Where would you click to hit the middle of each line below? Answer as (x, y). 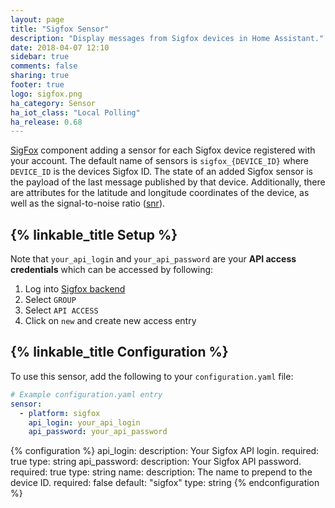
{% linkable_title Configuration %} (119, 352)
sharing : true (40, 76)
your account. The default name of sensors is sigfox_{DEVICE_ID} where (160, 161)
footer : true (37, 85)
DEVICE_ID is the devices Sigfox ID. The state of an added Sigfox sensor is (161, 172)
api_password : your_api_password (98, 432)
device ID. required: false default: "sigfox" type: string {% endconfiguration (165, 483)
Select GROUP (50, 300)
